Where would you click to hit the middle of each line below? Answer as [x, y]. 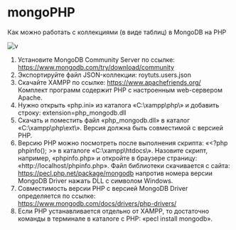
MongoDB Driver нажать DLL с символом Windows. [95, 181]
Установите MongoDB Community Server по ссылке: [96, 59]
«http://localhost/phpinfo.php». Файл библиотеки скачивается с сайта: [124, 165]
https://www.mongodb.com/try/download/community [96, 67]
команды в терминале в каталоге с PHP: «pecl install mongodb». [115, 219]
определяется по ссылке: [57, 196]
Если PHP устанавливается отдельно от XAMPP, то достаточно [113, 211]
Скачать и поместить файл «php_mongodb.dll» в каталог [104, 120]
